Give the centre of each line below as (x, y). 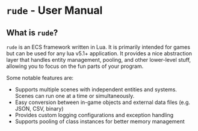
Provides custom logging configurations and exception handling (94, 115)
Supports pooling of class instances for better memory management (100, 121)
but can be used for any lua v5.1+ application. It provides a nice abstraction (99, 53)
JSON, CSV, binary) (39, 108)
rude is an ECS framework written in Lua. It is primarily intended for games (98, 47)
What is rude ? (32, 33)
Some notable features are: (40, 78)
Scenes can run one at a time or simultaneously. (75, 96)
